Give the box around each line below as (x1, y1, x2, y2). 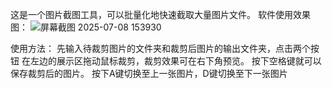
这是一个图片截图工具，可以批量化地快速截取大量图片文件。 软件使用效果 (10, 9, 311, 20)
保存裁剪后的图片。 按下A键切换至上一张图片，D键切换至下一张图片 (10, 68, 288, 79)
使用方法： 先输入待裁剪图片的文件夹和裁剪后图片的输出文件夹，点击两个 (10, 43, 311, 54)
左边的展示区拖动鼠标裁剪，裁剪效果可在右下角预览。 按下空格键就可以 (29, 55, 322, 67)
